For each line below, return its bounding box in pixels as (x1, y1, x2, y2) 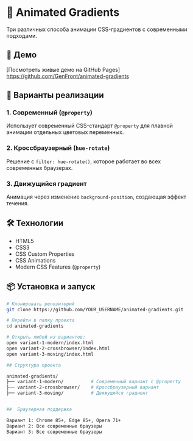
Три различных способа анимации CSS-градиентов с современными (6, 26, 188, 33)
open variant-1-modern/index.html (6, 340, 94, 346)
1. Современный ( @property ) (6, 108, 93, 117)
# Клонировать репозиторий (6, 301, 75, 307)
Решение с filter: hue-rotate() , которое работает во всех (6, 158, 161, 165)
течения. (6, 200, 29, 207)
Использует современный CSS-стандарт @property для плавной (6, 122, 174, 130)
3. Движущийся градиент (6, 179, 87, 188)
